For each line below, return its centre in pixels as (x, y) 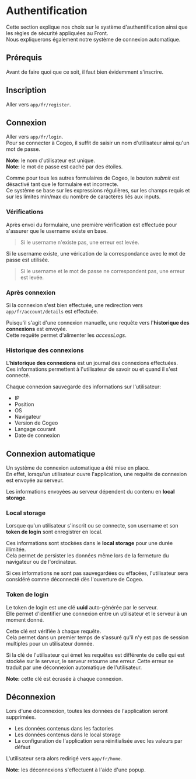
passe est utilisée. (28, 260)
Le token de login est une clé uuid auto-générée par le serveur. (82, 607)
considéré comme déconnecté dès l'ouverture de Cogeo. (75, 580)
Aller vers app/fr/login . (35, 137)
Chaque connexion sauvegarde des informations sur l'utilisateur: (84, 387)
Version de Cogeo (36, 423)
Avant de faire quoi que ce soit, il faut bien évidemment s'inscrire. (85, 72)
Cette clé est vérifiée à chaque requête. (54, 631)
